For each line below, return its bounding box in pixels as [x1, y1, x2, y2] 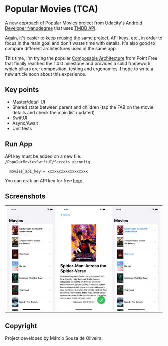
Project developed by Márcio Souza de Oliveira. [5, 335, 103, 341]
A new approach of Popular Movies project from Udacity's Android [5, 20, 142, 26]
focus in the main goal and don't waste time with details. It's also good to [5, 40, 156, 46]
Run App [5, 140, 33, 148]
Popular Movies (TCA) [5, 3, 98, 15]
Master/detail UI [12, 99, 46, 105]
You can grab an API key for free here [5, 177, 83, 183]
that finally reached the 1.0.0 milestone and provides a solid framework [5, 60, 151, 66]
